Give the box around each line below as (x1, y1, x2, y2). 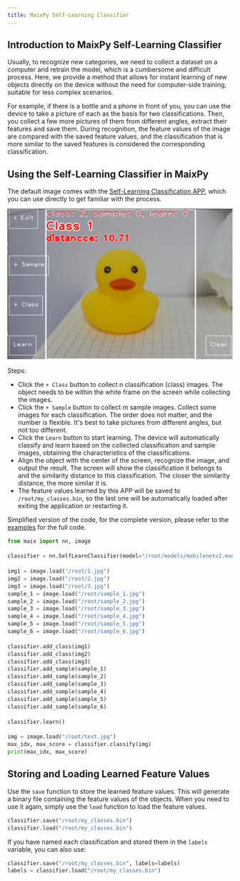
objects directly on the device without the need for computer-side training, (7, 81, 227, 89)
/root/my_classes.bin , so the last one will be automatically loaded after (17, 493, 228, 503)
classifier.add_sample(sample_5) (7, 695, 107, 703)
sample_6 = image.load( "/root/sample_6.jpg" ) (7, 628, 145, 635)
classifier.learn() (7, 718, 66, 725)
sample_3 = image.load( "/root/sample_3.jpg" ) (7, 605, 145, 613)
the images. (17, 395, 53, 403)
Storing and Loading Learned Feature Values (7, 768, 210, 780)
